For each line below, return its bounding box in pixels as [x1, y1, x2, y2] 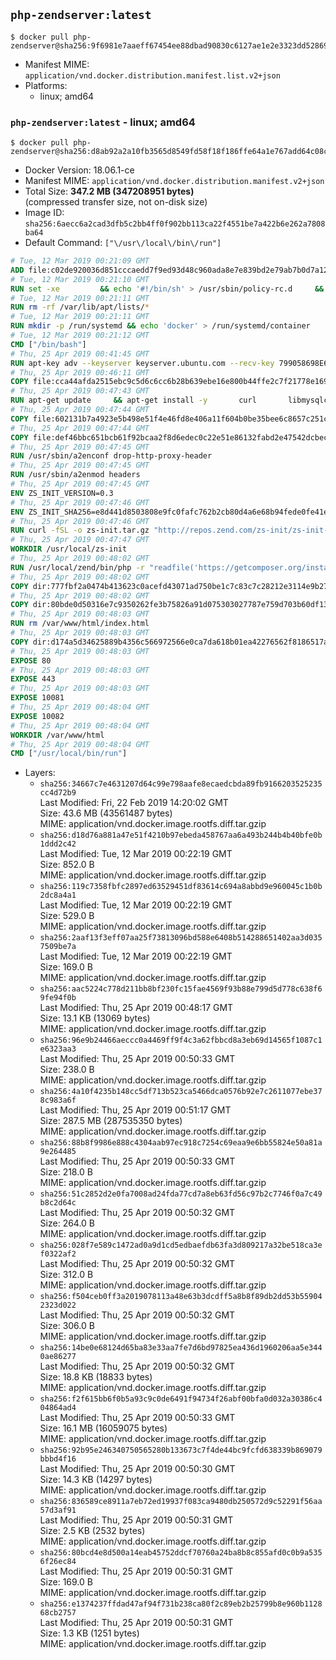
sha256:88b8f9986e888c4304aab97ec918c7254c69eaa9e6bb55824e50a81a [39, 1138, 323, 1148]
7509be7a [39, 942, 77, 952]
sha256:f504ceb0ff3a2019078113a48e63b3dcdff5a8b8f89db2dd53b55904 [39, 1292, 323, 1302]
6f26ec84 [39, 1557, 77, 1567]
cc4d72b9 [39, 788, 77, 798]
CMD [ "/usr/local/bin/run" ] [10, 749, 128, 759]
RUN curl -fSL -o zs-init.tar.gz [10, 525, 150, 536]
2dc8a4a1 [39, 890, 77, 901]
